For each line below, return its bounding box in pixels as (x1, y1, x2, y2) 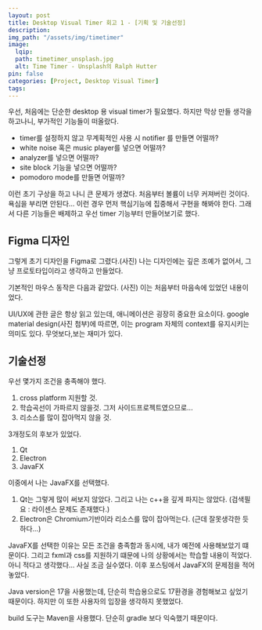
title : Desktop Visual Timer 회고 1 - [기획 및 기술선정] (8, 19, 186, 27)
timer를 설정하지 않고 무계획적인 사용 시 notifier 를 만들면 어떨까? (19, 133, 219, 143)
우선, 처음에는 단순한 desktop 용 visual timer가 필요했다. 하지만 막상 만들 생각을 (8, 107, 253, 116)
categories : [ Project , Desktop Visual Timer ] (8, 77, 159, 85)
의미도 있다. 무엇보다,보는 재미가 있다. (8, 329, 123, 338)
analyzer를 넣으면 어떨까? (19, 153, 99, 162)
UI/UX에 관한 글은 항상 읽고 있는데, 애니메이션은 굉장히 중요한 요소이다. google (8, 309, 249, 319)
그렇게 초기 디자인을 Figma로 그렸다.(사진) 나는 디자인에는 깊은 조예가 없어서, (8, 257, 244, 266)
